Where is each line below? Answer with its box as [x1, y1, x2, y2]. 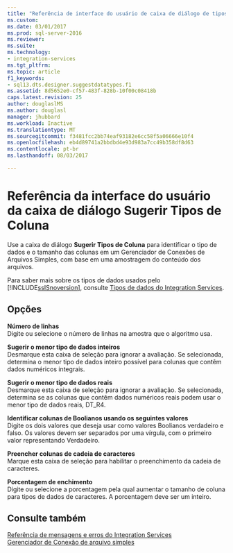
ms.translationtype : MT [7, 126, 76, 133]
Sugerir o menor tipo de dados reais [7, 378, 113, 386]
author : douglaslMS [7, 101, 64, 108]
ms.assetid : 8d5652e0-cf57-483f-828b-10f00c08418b [7, 87, 157, 94]
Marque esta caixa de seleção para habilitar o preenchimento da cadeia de [7, 457, 221, 465]
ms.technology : [7, 49, 51, 56]
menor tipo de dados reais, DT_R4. [7, 400, 106, 409]
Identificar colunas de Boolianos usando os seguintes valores [7, 414, 189, 422]
